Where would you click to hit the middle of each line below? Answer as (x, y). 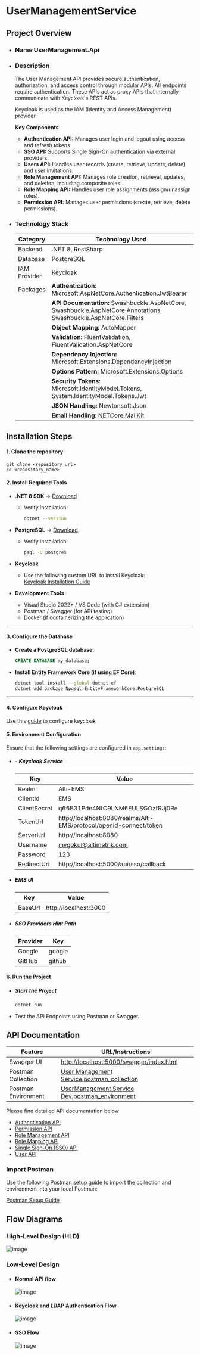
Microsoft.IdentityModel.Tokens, (97, 389)
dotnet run (28, 1005)
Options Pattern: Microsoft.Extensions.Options (117, 372)
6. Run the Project (29, 977)
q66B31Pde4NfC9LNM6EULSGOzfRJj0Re (118, 808)
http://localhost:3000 (76, 908)
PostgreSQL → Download (46, 530)
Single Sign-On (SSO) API (46, 1148)
